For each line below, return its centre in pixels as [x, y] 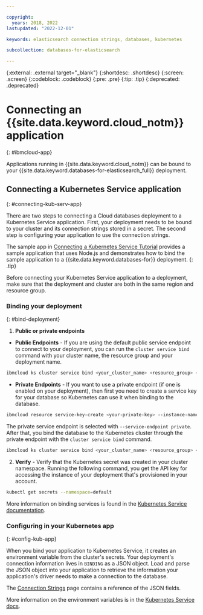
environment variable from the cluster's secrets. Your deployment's [90, 557]
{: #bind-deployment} [33, 319]
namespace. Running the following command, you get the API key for [101, 468]
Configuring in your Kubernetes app [60, 526]
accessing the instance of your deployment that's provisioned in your [101, 474]
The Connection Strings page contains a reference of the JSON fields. [94, 588]
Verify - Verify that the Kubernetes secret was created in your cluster [101, 462]
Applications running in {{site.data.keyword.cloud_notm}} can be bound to [99, 164]
